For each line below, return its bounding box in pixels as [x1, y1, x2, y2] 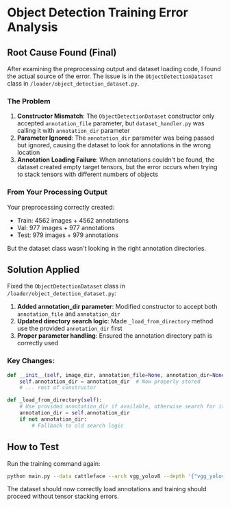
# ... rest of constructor [19, 384, 97, 391]
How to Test [7, 441, 60, 453]
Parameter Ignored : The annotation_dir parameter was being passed [16, 134, 214, 142]
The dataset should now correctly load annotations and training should [7, 485, 207, 493]
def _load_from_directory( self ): [7, 397, 103, 404]
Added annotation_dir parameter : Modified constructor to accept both [16, 303, 218, 311]
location [16, 149, 40, 157]
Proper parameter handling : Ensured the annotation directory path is [16, 332, 213, 340]
